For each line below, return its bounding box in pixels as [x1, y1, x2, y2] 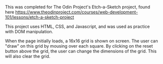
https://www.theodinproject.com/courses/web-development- [15, 9, 138, 15]
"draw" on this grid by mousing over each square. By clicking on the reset [5, 43, 153, 49]
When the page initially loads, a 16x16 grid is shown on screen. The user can [5, 38, 158, 44]
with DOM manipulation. [5, 29, 54, 34]
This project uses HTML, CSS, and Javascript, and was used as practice [5, 24, 150, 29]
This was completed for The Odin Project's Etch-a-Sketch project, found [5, 4, 150, 10]
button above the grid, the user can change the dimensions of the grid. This [5, 48, 157, 54]
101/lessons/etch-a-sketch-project [5, 14, 74, 20]
